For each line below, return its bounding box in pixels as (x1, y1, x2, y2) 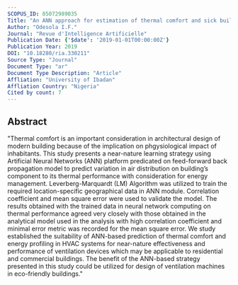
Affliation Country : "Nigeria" (7, 83, 100, 90)
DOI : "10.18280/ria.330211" (7, 50, 91, 57)
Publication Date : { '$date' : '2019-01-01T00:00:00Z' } (7, 37, 170, 44)
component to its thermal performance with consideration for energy (7, 171, 208, 180)
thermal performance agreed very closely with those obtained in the (7, 209, 207, 218)
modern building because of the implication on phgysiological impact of (7, 141, 217, 150)
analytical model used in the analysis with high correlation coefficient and (7, 216, 222, 225)
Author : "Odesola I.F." (7, 23, 78, 30)
